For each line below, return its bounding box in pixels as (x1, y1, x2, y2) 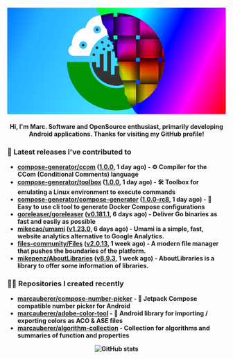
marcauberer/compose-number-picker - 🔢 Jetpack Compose (17, 295, 198, 303)
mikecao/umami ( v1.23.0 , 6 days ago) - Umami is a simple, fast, (17, 225, 204, 233)
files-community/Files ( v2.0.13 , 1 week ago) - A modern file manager (17, 240, 219, 248)
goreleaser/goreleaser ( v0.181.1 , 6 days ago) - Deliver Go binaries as (17, 210, 218, 218)
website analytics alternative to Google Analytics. (17, 232, 165, 240)
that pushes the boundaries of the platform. (17, 247, 146, 255)
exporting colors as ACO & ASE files (17, 317, 123, 325)
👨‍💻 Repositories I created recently (7, 279, 124, 288)
